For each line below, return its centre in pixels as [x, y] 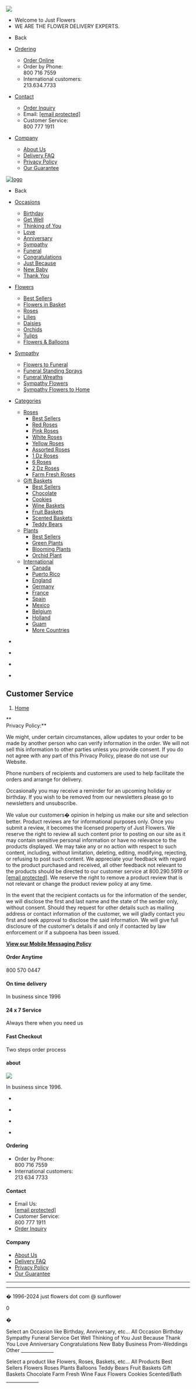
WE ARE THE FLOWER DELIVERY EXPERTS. [67, 26]
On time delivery [27, 984]
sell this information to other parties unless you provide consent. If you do [95, 749]
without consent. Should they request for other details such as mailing [90, 907]
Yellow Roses [48, 443]
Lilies [29, 317]
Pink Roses [45, 431]
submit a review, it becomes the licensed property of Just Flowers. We [91, 827]
